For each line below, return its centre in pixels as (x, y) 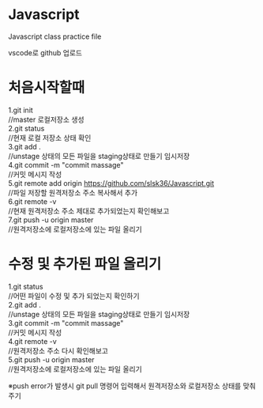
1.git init (21, 110)
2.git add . (25, 304)
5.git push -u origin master (51, 359)
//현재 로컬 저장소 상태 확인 (50, 138)
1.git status (26, 286)
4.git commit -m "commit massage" (66, 164)
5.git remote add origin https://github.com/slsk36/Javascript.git (111, 183)
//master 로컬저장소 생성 (46, 119)
